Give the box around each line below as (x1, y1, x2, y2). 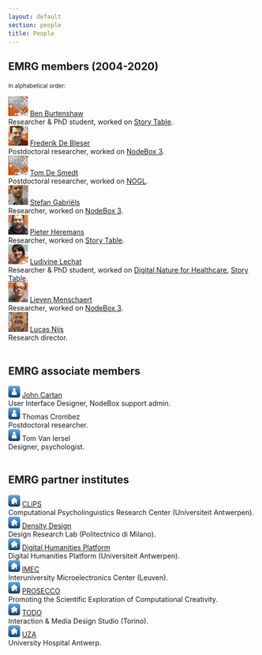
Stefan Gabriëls (29, 198, 80, 207)
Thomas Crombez (21, 412, 80, 421)
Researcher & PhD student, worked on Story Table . (8, 117, 174, 126)
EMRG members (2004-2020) (8, 59, 159, 73)
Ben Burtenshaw (29, 109, 84, 119)
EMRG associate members (8, 364, 140, 378)
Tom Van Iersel (21, 434, 71, 442)
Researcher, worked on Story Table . (8, 235, 125, 245)
